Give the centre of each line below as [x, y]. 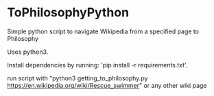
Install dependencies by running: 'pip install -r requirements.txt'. [97, 65]
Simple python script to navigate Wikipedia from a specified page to [103, 31]
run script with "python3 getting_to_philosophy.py [78, 78]
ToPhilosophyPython [68, 13]
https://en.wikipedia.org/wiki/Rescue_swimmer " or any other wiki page [107, 85]
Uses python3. [28, 52]
